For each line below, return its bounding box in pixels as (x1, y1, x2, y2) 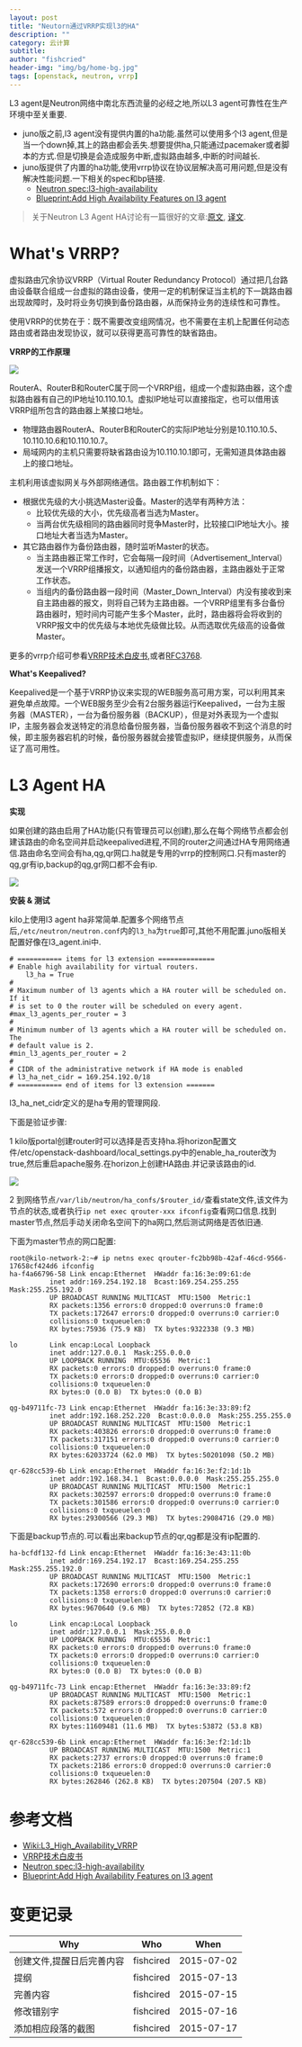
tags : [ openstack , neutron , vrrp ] (9, 72, 139, 81)
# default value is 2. (9, 1041, 94, 1050)
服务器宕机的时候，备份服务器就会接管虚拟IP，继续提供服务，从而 (40, 731, 285, 743)
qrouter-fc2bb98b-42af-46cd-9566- (157, 1253, 288, 1263)
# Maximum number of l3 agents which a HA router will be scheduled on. (9, 986, 288, 995)
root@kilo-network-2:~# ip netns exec (9, 1253, 155, 1263)
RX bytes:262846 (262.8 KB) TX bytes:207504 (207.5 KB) (49, 1777, 268, 1786)
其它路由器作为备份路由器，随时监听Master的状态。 (22, 541, 214, 552)
